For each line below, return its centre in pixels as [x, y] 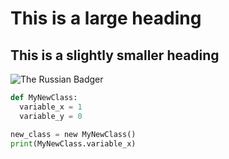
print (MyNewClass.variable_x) [73, 143]
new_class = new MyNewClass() [73, 134]
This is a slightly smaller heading [115, 55]
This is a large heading [106, 18]
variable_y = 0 [51, 116]
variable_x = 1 [51, 107]
